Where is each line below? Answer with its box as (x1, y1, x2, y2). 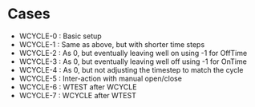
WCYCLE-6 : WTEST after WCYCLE (18, 81, 137, 92)
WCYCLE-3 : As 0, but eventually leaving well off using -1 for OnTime (18, 57, 248, 66)
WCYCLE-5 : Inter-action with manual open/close (18, 73, 182, 83)
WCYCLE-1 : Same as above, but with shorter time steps (18, 39, 205, 49)
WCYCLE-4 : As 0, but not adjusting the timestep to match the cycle (18, 65, 244, 74)
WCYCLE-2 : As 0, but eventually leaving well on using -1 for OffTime (18, 48, 248, 57)
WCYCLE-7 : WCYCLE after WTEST (18, 90, 137, 100)
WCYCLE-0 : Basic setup (18, 31, 102, 41)
